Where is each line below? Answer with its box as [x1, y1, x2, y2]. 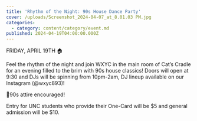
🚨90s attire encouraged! [6, 91, 65, 98]
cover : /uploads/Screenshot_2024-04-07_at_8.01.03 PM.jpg [6, 14, 152, 20]
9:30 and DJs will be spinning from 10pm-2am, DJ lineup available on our [6, 73, 184, 80]
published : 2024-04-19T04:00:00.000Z [6, 31, 99, 37]
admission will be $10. [6, 109, 60, 116]
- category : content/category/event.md [11, 25, 110, 31]
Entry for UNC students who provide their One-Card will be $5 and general [6, 103, 188, 110]
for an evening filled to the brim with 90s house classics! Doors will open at [6, 67, 189, 74]
